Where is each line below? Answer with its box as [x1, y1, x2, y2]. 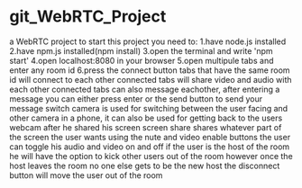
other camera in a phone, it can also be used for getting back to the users [9, 112, 283, 123]
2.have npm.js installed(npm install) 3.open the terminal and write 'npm [9, 45, 273, 56]
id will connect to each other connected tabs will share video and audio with [9, 74, 292, 85]
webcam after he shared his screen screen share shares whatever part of [9, 121, 282, 132]
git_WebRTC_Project [9, 6, 167, 27]
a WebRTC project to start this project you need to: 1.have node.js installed [9, 36, 287, 47]
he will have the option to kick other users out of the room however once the [9, 150, 293, 161]
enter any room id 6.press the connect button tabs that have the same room [9, 65, 290, 76]
